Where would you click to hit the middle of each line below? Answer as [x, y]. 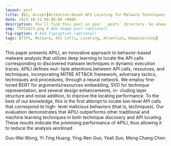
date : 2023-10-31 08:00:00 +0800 [41, 19]
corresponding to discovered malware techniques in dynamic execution [80, 63]
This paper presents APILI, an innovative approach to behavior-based [78, 52]
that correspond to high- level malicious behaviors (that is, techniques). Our [85, 106]
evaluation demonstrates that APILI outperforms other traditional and [77, 112]
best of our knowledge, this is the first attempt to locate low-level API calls [83, 101]
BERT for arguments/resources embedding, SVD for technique [84, 85]
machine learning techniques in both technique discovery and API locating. [84, 117]
